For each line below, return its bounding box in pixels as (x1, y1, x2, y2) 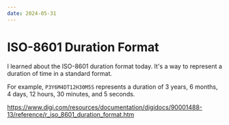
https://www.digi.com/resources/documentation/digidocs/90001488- (7, 103, 203, 111)
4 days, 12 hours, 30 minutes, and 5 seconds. (7, 89, 135, 98)
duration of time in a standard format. (7, 69, 113, 77)
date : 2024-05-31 (7, 10, 57, 17)
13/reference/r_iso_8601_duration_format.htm (7, 110, 135, 118)
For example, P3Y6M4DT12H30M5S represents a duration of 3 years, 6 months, (7, 83, 218, 91)
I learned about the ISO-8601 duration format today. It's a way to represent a (7, 62, 222, 70)
